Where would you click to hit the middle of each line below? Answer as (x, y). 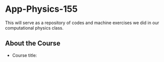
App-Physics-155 (41, 9)
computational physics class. (34, 28)
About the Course (33, 44)
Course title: (24, 55)
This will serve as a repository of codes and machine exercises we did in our (82, 23)
